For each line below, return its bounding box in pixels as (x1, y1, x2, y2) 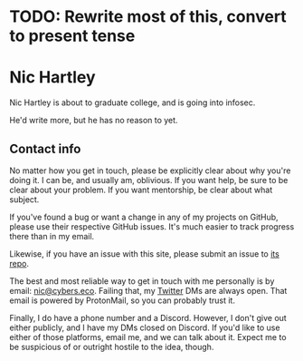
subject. (9, 193, 40, 205)
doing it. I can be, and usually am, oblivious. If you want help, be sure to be (9, 174, 289, 185)
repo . (9, 258, 30, 268)
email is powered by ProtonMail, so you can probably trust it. (9, 295, 235, 306)
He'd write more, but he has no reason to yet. (9, 115, 178, 126)
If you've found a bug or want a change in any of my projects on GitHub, (9, 211, 279, 222)
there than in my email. (9, 230, 95, 241)
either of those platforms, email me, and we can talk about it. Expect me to (9, 331, 287, 342)
